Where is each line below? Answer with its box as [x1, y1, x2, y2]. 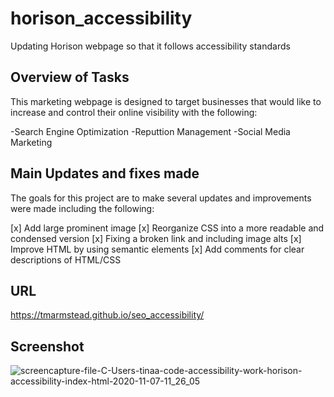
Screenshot [10, 338, 85, 355]
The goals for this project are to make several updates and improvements [10, 192, 312, 204]
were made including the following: [10, 202, 155, 214]
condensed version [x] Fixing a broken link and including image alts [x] [10, 232, 302, 244]
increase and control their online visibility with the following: [10, 106, 258, 118]
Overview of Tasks [10, 69, 130, 86]
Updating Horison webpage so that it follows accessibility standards [10, 40, 291, 52]
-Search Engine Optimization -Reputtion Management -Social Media [10, 125, 291, 137]
